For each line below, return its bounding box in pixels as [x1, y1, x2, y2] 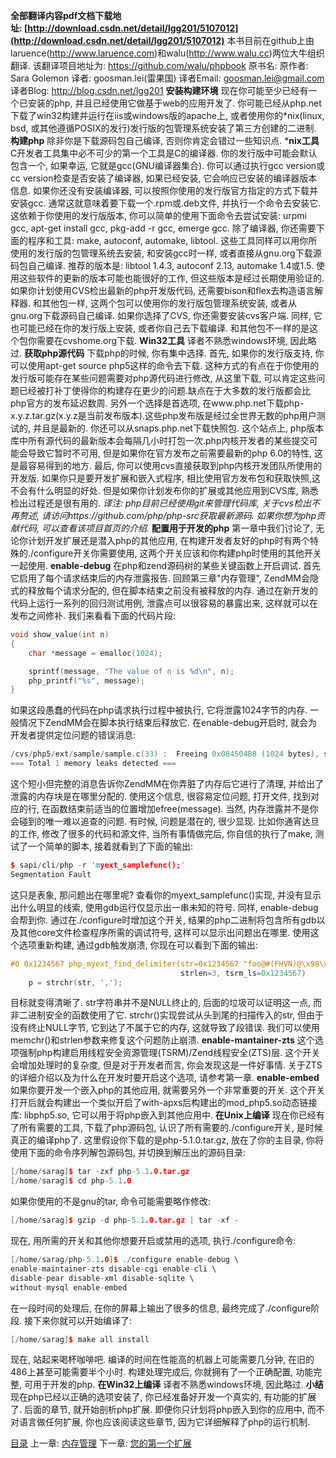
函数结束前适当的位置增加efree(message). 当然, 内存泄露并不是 [49, 803, 310, 814]
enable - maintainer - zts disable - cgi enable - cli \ [10, 1264, 217, 1274]
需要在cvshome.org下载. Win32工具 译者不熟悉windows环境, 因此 [36, 335, 308, 346]
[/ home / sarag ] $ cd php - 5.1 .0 [10, 1176, 132, 1186]
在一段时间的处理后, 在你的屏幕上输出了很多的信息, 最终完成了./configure [10, 1302, 312, 1314]
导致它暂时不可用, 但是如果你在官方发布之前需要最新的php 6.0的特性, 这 [27, 447, 324, 459]
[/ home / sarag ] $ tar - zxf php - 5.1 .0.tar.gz [10, 1167, 190, 1177]
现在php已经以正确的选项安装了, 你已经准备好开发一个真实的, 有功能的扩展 [10, 1391, 317, 1403]
